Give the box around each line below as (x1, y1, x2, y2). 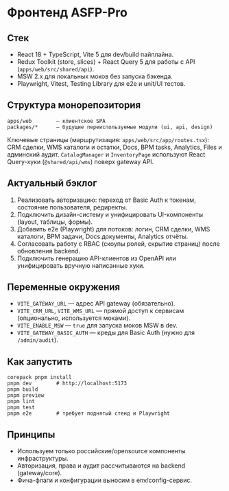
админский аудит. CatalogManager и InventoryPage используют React (7, 150, 206, 159)
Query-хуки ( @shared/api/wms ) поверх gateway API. (7, 157, 154, 165)
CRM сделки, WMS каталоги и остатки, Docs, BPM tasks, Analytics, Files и (7, 143, 222, 151)
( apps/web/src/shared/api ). (16, 65, 95, 73)
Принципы (7, 429, 56, 440)
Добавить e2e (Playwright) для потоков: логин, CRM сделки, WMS (16, 225, 210, 233)
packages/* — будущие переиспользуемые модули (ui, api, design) (7, 124, 213, 130)
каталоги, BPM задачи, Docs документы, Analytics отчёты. (16, 232, 189, 240)
